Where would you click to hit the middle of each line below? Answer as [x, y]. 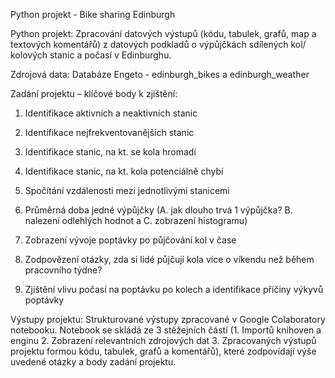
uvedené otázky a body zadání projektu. [93, 362]
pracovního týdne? [63, 270]
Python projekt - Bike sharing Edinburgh [93, 14]
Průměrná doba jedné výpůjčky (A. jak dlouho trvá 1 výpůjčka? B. [158, 210]
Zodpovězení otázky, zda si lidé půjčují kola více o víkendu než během [169, 259]
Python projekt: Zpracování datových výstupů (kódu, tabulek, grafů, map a [163, 33]
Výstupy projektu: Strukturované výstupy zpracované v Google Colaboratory [168, 319]
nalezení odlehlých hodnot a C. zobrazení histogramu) [136, 220]
